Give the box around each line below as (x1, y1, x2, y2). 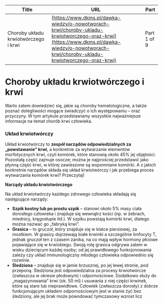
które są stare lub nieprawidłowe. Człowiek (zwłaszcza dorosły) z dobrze (12, 283, 158, 289)
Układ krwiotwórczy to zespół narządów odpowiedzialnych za (5, 141, 131, 147)
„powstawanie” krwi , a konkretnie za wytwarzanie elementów (5, 147, 130, 152)
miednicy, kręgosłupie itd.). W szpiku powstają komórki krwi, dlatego (12, 216, 149, 222)
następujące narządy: (5, 196, 49, 202)
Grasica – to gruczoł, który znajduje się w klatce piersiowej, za (12, 226, 137, 232)
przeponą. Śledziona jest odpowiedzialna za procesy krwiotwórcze (12, 268, 147, 273)
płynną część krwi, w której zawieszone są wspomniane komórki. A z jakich (5, 162, 156, 168)
